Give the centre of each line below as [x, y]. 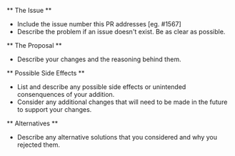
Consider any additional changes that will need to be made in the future [122, 102]
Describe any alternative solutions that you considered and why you [117, 137]
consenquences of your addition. [66, 94]
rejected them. [38, 145]
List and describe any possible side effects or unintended [101, 87]
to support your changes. [54, 109]
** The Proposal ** [34, 45]
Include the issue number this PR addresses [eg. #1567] [99, 24]
